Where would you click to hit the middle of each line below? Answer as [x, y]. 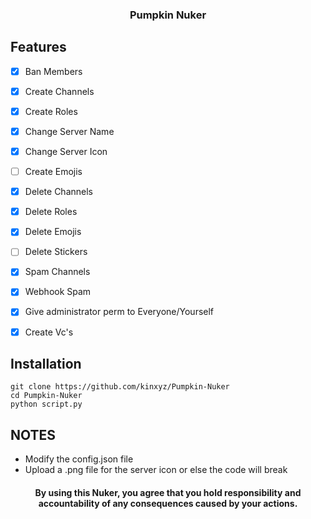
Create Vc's [49, 332]
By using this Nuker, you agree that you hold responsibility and [168, 492]
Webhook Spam [58, 292]
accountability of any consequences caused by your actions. [168, 503]
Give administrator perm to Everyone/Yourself [119, 312]
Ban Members [53, 71]
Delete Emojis [53, 232]
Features [38, 47]
